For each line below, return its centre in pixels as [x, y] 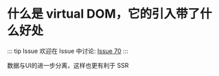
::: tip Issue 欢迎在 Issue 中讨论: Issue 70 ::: [68, 51]
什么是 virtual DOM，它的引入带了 [104, 14]
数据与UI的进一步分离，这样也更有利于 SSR [68, 65]
